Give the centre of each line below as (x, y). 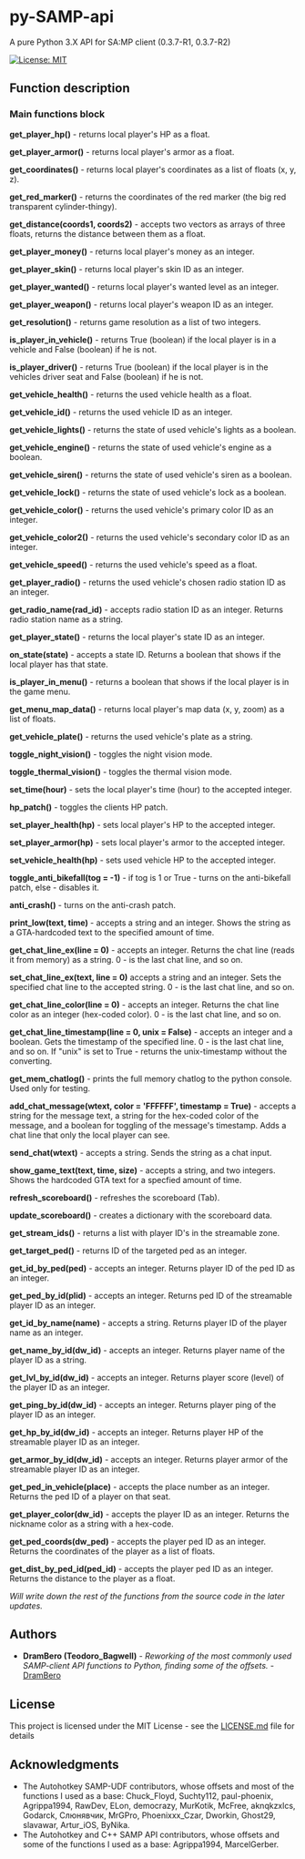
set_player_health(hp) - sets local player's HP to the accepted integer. (142, 824)
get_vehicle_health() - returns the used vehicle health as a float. (131, 394)
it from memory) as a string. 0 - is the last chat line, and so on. (126, 959)
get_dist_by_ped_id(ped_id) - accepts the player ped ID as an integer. (142, 1568)
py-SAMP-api (62, 17)
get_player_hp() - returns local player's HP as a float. (110, 134)
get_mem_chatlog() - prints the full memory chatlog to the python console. (151, 1078)
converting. (31, 1061)
